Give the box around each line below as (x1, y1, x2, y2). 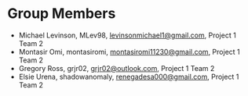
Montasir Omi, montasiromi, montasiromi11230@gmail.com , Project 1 (18, 47, 240, 56)
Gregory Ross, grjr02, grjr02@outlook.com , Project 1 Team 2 (18, 63, 215, 73)
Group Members (7, 5, 116, 23)
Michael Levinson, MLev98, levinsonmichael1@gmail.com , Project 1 (18, 30, 236, 40)
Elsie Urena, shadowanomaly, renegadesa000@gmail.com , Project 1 (18, 72, 239, 81)
